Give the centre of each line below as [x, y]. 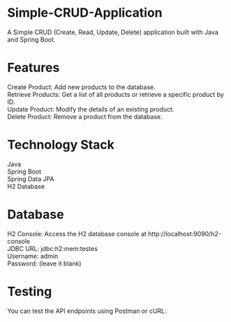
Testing [30, 291]
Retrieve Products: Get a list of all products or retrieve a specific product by [116, 94]
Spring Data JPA [31, 178]
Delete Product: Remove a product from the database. [85, 116]
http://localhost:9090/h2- [185, 233]
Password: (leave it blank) [44, 263]
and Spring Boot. [31, 39]
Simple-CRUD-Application [85, 13]
